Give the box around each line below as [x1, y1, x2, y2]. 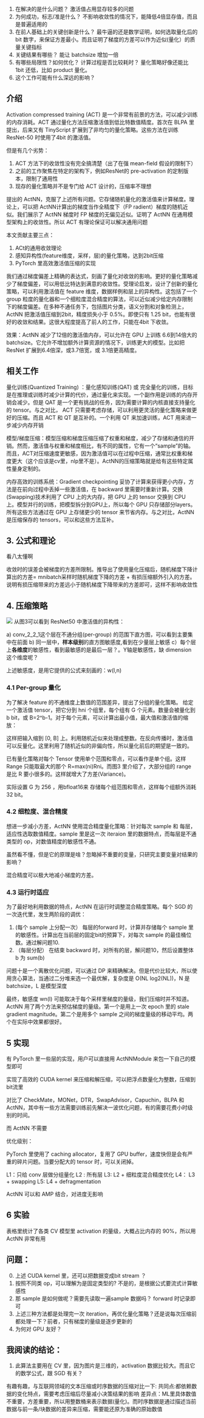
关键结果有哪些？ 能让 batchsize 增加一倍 [15, 51, 119, 58]
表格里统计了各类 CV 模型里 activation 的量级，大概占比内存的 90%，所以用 [6, 1227, 196, 1234]
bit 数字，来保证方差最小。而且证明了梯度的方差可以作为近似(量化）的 [15, 36, 190, 43]
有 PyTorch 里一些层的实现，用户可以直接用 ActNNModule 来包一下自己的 [6, 1055, 191, 1062]
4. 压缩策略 [6, 600, 48, 611]
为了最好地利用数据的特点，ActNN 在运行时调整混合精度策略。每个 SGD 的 [6, 903, 193, 911]
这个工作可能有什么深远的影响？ [15, 74, 95, 81]
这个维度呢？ [6, 654, 38, 661]
